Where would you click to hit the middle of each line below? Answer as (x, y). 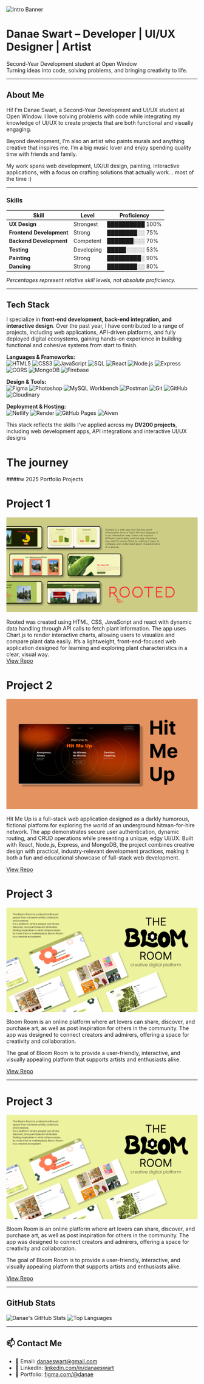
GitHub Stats (31, 1303)
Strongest (86, 224)
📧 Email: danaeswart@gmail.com (56, 1361)
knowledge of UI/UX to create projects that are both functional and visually (100, 122)
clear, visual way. (28, 654)
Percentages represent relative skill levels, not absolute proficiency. (91, 280)
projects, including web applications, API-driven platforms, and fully (91, 333)
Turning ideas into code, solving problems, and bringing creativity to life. (97, 70)
